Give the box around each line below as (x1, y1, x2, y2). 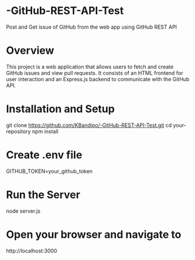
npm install (32, 127, 59, 135)
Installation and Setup (6, 102, 115, 116)
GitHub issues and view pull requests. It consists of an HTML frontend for (6, 69, 183, 77)
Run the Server (6, 188, 81, 201)
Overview (6, 44, 54, 57)
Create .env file (6, 148, 83, 161)
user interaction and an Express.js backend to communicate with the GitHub (6, 75, 190, 82)
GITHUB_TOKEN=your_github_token (6, 168, 93, 175)
